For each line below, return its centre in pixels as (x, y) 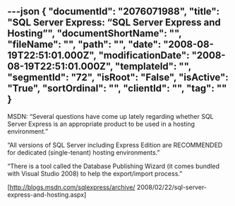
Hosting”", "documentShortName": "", (95, 33)
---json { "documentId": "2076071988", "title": (114, 12)
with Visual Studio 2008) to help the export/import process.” (95, 173)
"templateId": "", (153, 66)
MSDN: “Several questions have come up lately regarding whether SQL (110, 116)
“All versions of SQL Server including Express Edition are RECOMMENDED (115, 145)
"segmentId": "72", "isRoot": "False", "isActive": (118, 78)
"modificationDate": (144, 56)
